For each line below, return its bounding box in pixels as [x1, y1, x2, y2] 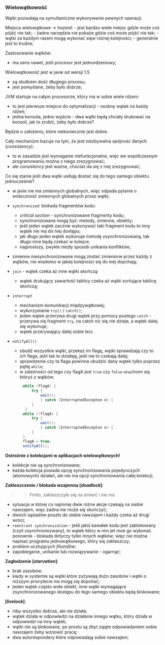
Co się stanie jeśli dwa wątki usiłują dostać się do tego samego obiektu [5, 173, 149, 179]
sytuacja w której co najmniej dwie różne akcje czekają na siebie [12, 501, 143, 507]
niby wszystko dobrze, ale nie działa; [12, 608, 88, 614]
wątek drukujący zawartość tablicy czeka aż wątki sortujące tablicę [19, 278, 157, 284]
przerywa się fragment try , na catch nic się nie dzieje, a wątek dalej [19, 318, 158, 324]
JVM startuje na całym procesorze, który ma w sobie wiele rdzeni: [5, 93, 139, 100]
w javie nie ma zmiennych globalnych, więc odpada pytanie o [12, 188, 137, 194]
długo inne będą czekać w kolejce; [19, 239, 90, 245]
